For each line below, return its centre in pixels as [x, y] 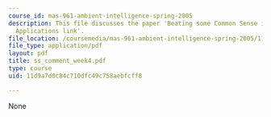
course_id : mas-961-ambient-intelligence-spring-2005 [101, 16]
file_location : [34, 38]
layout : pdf [28, 53]
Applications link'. [50, 31]
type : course [30, 69]
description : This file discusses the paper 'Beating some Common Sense [133, 23]
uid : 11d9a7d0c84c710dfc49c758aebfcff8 [75, 76]
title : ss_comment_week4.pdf [57, 61]
